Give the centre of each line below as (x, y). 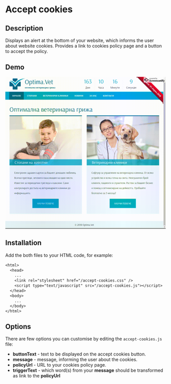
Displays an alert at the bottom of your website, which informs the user (80, 40)
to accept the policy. (27, 51)
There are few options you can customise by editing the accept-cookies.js (84, 339)
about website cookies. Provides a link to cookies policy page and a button (83, 46)
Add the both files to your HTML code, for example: (59, 255)
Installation (23, 243)
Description (24, 28)
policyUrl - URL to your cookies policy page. (59, 365)
